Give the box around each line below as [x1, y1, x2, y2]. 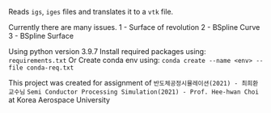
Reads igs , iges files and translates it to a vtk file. [8, 7, 174, 16]
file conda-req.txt [8, 64, 74, 72]
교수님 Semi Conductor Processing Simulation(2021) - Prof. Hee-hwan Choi [8, 88, 259, 96]
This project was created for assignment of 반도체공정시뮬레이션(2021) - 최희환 [8, 78, 259, 87]
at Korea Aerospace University [8, 95, 111, 104]
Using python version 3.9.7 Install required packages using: [8, 47, 206, 56]
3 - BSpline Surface [8, 31, 74, 40]
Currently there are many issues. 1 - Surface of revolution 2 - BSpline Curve [8, 23, 260, 31]
